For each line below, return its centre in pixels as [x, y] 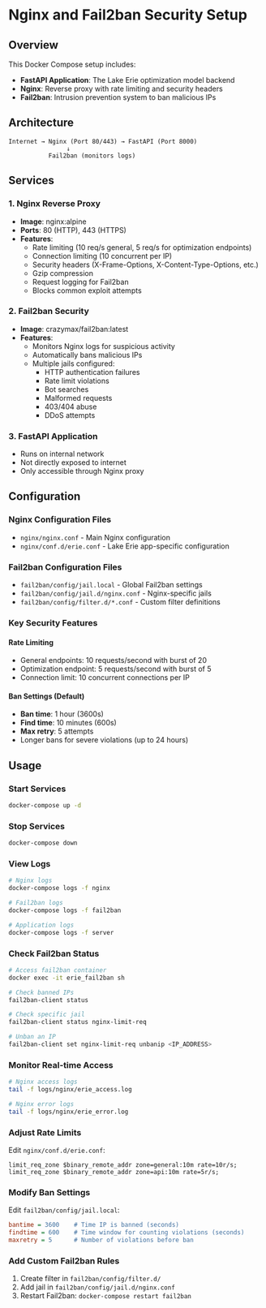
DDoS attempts [70, 415]
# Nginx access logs [43, 1082]
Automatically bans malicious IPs [87, 355]
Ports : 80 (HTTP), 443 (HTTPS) [73, 230]
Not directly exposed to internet [73, 463]
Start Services [37, 789]
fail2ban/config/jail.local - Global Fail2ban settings [111, 585]
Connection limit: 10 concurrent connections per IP [105, 678]
